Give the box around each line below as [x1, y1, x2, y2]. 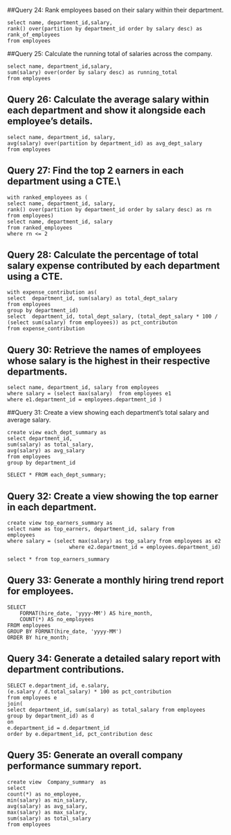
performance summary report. [7, 760, 142, 772]
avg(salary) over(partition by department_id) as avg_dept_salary [7, 140, 203, 147]
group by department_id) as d [7, 712, 95, 719]
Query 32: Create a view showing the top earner [7, 490, 219, 502]
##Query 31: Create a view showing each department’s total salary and [7, 408, 210, 417]
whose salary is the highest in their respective [7, 354, 210, 366]
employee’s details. [7, 116, 93, 127]
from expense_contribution [7, 325, 85, 332]
